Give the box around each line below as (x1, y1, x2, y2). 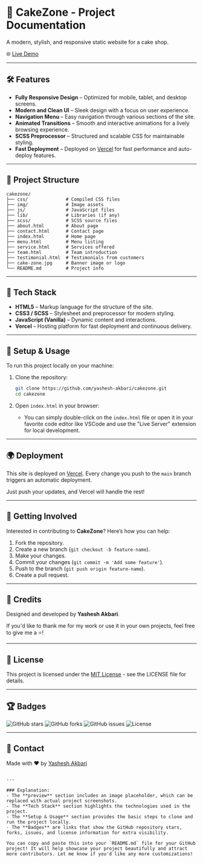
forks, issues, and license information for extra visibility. (6, 830, 169, 836)
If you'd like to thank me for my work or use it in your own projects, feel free (6, 622, 195, 630)
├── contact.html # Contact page (6, 228, 104, 234)
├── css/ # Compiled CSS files (6, 196, 120, 202)
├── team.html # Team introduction (6, 249, 118, 255)
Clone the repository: (14, 374, 68, 381)
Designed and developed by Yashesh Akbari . (6, 610, 120, 618)
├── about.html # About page (6, 222, 98, 229)
